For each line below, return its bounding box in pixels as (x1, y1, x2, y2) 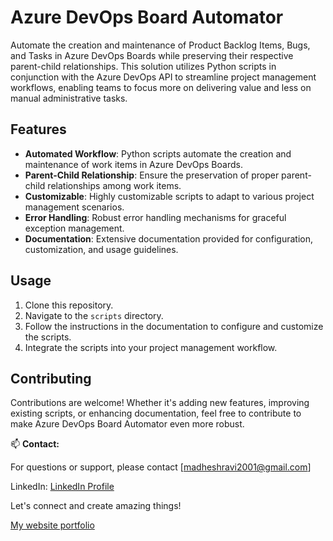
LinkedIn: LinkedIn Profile (10, 481, 115, 493)
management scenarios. (24, 201, 125, 213)
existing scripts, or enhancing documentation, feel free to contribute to (10, 407, 302, 420)
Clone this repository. (24, 299, 114, 311)
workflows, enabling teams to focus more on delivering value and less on (10, 81, 312, 93)
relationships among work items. (47, 179, 182, 191)
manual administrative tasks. (10, 92, 128, 104)
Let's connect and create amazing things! (10, 500, 182, 512)
